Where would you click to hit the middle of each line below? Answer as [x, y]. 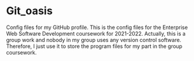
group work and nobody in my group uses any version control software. [94, 40]
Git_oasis [29, 11]
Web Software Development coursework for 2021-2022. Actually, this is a [96, 33]
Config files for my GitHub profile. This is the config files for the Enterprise [97, 27]
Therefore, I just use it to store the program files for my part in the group [94, 46]
